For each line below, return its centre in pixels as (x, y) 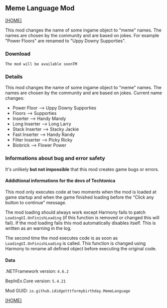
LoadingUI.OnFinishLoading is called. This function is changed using (75, 243)
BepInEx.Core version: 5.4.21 (36, 281)
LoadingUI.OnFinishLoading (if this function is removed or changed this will (82, 217)
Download (18, 54)
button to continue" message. (36, 202)
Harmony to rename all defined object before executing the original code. (81, 248)
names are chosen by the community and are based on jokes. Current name (83, 93)
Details (14, 77)
